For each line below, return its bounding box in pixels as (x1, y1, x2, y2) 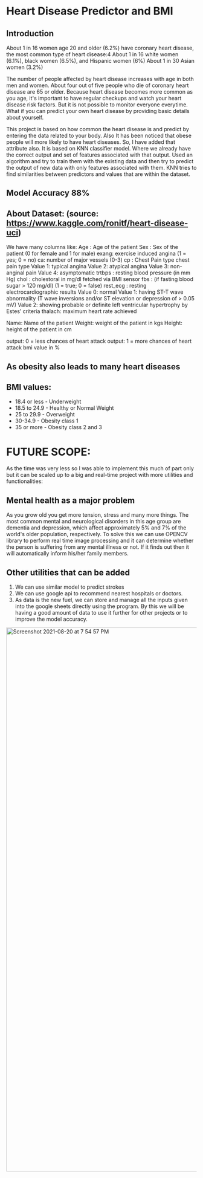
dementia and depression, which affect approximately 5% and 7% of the (6, 524, 187, 531)
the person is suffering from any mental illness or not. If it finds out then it (6, 543, 189, 551)
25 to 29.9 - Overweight (14, 411, 76, 418)
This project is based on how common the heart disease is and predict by (6, 126, 189, 132)
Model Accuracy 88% (6, 188, 90, 198)
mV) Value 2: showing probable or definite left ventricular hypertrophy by (6, 301, 188, 309)
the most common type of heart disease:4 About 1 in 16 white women (6, 51, 179, 58)
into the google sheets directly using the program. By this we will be (14, 603, 184, 610)
